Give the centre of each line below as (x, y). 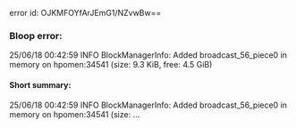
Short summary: (40, 84)
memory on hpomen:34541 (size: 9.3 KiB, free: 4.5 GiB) (111, 65)
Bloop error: (36, 36)
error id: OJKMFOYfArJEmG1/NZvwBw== (85, 13)
